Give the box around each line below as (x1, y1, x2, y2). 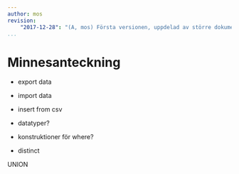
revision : (7, 17, 37, 24)
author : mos (7, 10, 43, 18)
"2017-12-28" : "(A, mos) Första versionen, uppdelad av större (20, 23, 212, 31)
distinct (17, 146, 40, 155)
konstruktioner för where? (17, 133, 94, 141)
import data (17, 92, 52, 100)
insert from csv (17, 105, 63, 114)
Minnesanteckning (7, 54, 121, 70)
